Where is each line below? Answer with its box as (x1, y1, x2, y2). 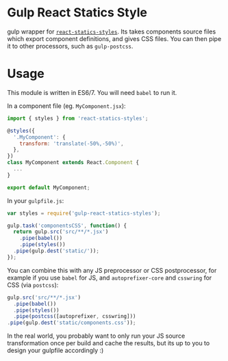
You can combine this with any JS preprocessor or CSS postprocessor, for (7, 266, 217, 274)
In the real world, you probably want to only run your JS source (7, 332, 186, 340)
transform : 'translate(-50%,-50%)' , (19, 140, 125, 147)
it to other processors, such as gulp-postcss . (7, 42, 134, 50)
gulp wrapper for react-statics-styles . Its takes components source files (7, 27, 216, 36)
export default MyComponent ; (7, 184, 90, 191)
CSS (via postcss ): (7, 280, 59, 289)
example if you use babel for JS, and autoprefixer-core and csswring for (7, 273, 212, 282)
